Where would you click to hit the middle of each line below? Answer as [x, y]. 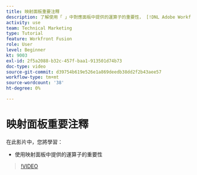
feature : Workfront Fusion [39, 39]
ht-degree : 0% [24, 88]
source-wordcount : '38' [35, 83]
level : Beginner [26, 50]
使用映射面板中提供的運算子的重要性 [59, 154]
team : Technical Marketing [39, 28]
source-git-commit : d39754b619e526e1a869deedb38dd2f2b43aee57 [84, 72]
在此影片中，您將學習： [34, 141]
